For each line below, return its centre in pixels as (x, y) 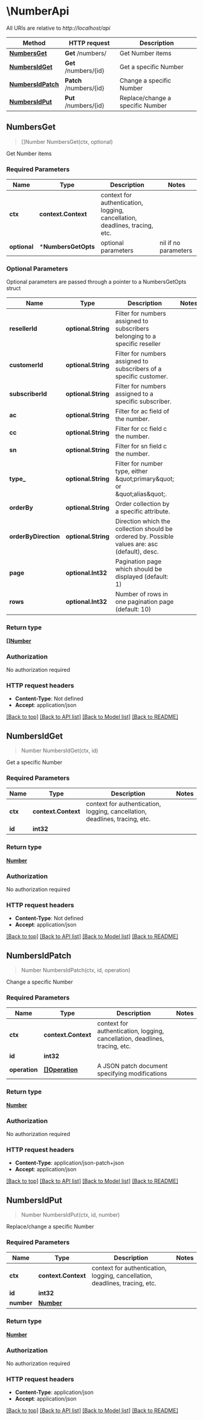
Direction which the (143, 521)
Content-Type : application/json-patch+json (69, 1163)
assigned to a (134, 394)
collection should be (144, 529)
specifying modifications (132, 1073)
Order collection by (142, 504)
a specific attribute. (143, 512)
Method (34, 42)
